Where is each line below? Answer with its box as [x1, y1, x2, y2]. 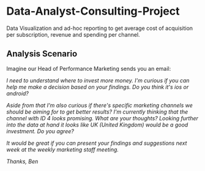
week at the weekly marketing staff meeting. [6, 145, 119, 153]
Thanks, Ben [6, 158, 39, 165]
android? [6, 90, 29, 97]
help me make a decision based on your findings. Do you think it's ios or [6, 83, 189, 90]
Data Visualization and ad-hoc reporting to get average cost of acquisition [6, 24, 193, 32]
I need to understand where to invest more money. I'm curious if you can [6, 76, 190, 84]
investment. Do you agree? [6, 127, 75, 135]
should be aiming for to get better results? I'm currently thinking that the [6, 108, 188, 115]
